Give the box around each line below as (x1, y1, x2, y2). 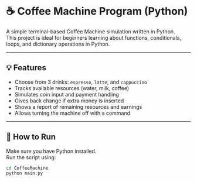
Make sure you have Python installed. (6, 147, 97, 154)
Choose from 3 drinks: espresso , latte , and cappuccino (14, 78, 147, 85)
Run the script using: (6, 153, 56, 161)
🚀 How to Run (6, 132, 56, 142)
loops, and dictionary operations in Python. (6, 40, 110, 47)
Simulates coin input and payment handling (14, 91, 119, 98)
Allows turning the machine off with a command (14, 109, 131, 116)
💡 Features (6, 63, 47, 73)
